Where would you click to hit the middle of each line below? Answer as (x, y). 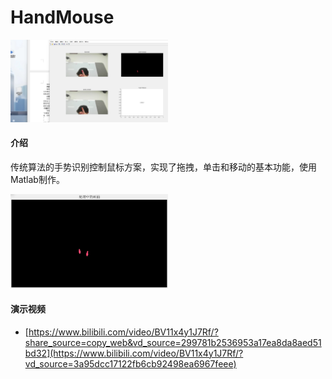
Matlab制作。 (37, 179)
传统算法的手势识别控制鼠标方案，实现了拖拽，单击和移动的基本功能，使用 (163, 167)
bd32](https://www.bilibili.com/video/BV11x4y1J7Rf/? (134, 353)
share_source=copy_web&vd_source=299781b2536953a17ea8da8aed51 (173, 342)
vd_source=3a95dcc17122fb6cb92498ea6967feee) (130, 363)
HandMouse (62, 17)
